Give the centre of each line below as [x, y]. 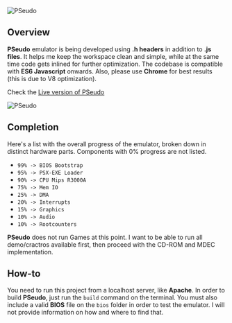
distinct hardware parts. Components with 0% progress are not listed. [107, 151]
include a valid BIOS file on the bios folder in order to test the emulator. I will [116, 305]
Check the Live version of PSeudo [56, 92]
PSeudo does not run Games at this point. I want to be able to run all [105, 237]
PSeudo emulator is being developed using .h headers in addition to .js [109, 49]
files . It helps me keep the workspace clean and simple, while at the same [113, 56]
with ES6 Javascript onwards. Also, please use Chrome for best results [110, 71]
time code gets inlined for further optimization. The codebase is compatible [115, 64]
